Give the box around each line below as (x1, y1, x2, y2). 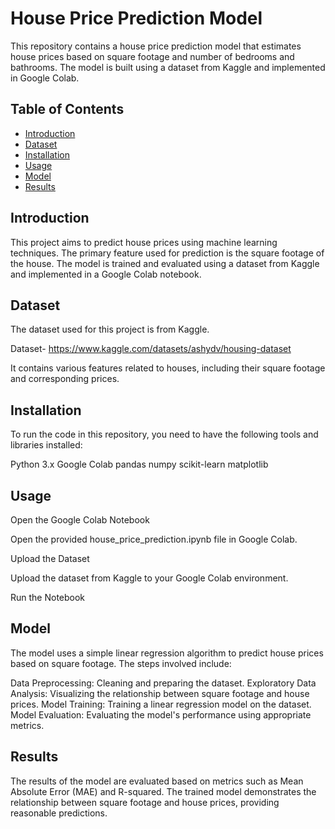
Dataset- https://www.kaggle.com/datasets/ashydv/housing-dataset (10, 343, 292, 355)
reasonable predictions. (10, 807, 108, 819)
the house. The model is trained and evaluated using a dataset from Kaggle (10, 257, 320, 269)
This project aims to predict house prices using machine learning (10, 236, 278, 248)
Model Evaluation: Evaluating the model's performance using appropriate (10, 708, 312, 721)
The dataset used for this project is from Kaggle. (10, 323, 210, 336)
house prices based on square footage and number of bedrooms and (10, 50, 295, 62)
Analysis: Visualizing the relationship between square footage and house (10, 687, 310, 699)
